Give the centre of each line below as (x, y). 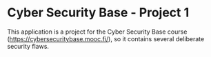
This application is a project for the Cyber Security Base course (97, 32)
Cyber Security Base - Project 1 (98, 13)
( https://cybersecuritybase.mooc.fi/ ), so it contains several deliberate (106, 38)
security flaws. (28, 46)
